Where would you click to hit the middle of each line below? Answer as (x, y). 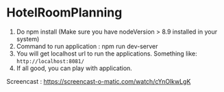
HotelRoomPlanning (64, 13)
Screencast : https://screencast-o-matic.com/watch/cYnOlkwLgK (99, 81)
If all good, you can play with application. (74, 68)
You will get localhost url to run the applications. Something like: (107, 54)
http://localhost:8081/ (50, 61)
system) (28, 38)
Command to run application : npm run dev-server (87, 46)
